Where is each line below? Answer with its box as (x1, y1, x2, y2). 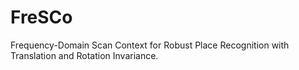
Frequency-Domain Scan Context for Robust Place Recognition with (10, 39, 290, 51)
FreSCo (10, 6, 73, 29)
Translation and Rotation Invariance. (10, 49, 159, 61)
